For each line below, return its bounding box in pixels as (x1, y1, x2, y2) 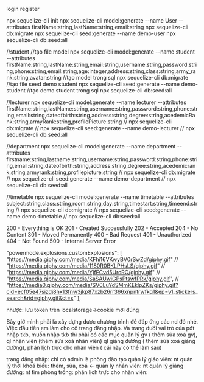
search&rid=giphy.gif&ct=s (6, 294, 74, 302)
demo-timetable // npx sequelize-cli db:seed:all (21, 213, 141, 220)
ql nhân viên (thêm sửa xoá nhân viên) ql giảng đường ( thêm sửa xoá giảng (6, 338, 196, 344)
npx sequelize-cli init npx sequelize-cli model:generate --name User (6, 17, 178, 24)
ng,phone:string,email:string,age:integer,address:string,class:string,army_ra (6, 68, 196, 75)
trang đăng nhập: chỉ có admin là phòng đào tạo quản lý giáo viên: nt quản (6, 356, 193, 363)
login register (6, 5, 40, 12)
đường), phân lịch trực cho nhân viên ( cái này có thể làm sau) (6, 344, 162, 351)
